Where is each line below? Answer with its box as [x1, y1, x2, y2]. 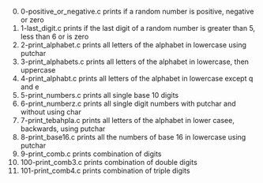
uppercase [20, 65, 56, 74]
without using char [20, 107, 81, 117]
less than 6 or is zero [20, 32, 89, 41]
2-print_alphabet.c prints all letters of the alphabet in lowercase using [20, 40, 247, 50]
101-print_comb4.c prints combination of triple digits [20, 166, 190, 175]
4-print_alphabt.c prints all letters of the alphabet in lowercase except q [20, 74, 254, 83]
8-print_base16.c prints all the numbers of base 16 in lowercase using [20, 133, 246, 141]
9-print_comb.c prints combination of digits [20, 149, 162, 159]
